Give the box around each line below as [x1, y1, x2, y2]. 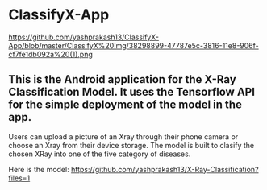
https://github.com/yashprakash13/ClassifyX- [8, 32, 160, 42]
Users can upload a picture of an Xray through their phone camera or [8, 131, 239, 142]
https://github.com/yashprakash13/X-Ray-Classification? [71, 164, 260, 174]
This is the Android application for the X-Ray [8, 72, 236, 86]
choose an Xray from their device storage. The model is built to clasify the [8, 140, 255, 150]
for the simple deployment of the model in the [8, 98, 242, 112]
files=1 [8, 173, 31, 183]
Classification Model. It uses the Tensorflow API [8, 85, 256, 99]
